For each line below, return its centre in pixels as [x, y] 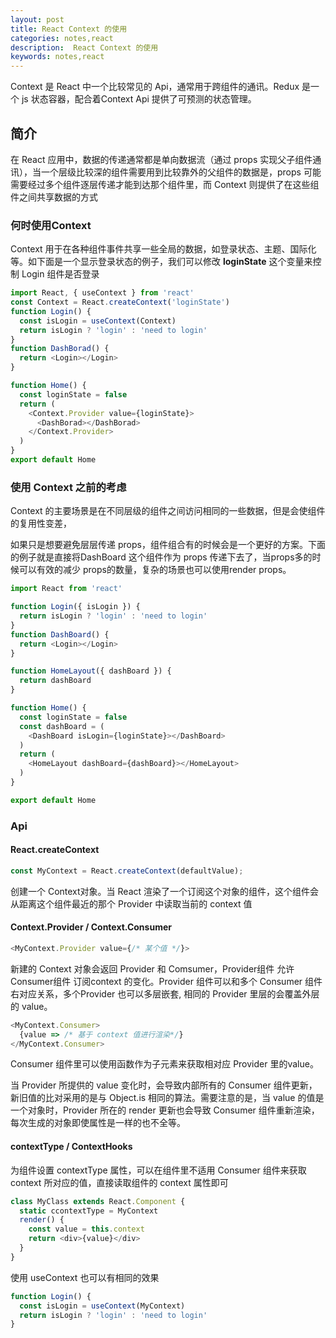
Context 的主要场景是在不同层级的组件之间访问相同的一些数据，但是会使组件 [168, 511]
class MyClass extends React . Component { [98, 1201]
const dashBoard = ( [62, 726]
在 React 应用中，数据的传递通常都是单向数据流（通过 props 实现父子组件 [161, 159]
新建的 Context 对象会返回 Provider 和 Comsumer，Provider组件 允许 [152, 968]
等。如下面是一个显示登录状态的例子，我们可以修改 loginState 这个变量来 [161, 262]
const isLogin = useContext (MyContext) [102, 1306]
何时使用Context [51, 225]
